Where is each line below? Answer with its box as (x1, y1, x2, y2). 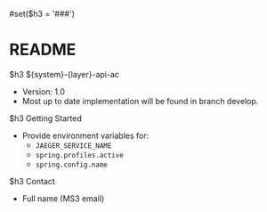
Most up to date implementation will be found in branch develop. (21, 95, 259, 106)
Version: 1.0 (21, 86, 65, 97)
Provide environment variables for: (21, 130, 150, 141)
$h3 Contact (9, 175, 55, 186)
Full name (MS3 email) (21, 192, 105, 204)
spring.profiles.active (35, 151, 125, 159)
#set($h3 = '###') (9, 9, 76, 19)
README (9, 40, 77, 60)
